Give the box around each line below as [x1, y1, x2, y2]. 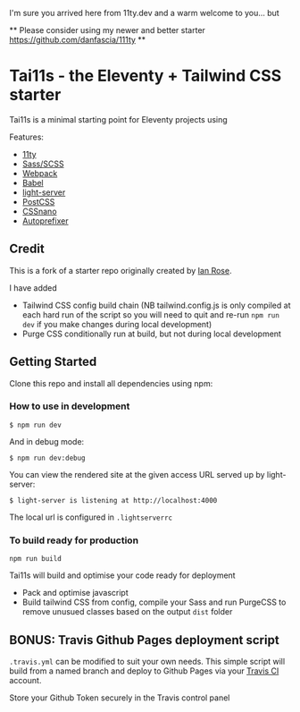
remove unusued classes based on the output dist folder [21, 606, 233, 617]
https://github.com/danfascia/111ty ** [9, 35, 146, 45]
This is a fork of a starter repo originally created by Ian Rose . [9, 265, 232, 275]
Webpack [21, 167, 58, 178]
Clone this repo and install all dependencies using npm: [9, 377, 213, 388]
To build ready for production [9, 534, 139, 547]
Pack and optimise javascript [21, 588, 129, 598]
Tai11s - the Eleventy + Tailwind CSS [9, 66, 282, 86]
